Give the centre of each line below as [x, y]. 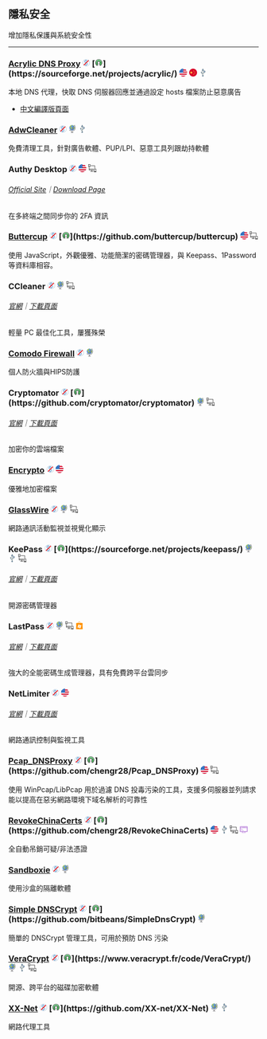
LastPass [27, 626]
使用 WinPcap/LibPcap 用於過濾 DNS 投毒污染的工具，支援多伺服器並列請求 [132, 789]
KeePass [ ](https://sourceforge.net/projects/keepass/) [126, 549]
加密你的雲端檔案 [36, 449]
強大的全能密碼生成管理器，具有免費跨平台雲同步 [88, 672]
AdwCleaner [33, 130]
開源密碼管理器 [33, 606]
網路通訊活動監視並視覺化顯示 [57, 527]
